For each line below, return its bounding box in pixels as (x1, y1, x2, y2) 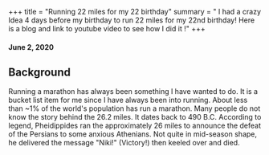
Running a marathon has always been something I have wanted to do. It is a (8, 87, 259, 96)
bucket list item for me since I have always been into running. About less (8, 96, 248, 105)
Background (8, 65, 71, 79)
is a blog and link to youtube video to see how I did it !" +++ (8, 24, 206, 33)
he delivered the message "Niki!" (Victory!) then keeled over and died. (8, 138, 240, 148)
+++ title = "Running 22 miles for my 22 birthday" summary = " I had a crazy (8, 7, 262, 16)
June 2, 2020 (8, 42, 55, 51)
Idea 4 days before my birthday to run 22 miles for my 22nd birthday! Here (8, 15, 255, 25)
